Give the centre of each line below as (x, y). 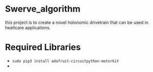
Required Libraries (43, 47)
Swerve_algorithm (43, 9)
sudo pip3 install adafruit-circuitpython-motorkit (65, 61)
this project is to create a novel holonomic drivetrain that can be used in (77, 22)
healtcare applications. (28, 27)
